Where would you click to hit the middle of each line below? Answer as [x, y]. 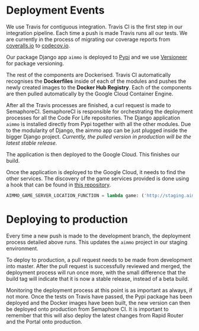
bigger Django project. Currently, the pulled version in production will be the [99, 136]
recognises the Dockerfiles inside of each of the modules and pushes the [96, 81]
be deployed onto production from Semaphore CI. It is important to [87, 309]
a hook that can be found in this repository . [59, 185]
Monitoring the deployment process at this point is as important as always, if [99, 290]
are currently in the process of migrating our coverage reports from [88, 39]
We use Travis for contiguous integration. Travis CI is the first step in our [94, 27]
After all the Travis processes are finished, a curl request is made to [89, 105]
